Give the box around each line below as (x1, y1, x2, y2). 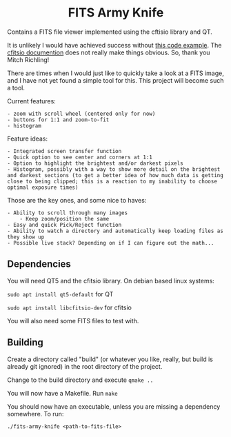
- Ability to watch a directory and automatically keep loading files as (7, 227, 224, 234)
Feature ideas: (7, 134, 48, 143)
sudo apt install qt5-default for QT (7, 289, 114, 298)
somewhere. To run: (7, 409, 64, 418)
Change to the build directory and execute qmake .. (7, 376, 154, 384)
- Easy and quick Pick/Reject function (7, 221, 122, 228)
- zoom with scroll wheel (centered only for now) (7, 110, 156, 117)
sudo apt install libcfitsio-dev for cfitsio (7, 303, 132, 312)
